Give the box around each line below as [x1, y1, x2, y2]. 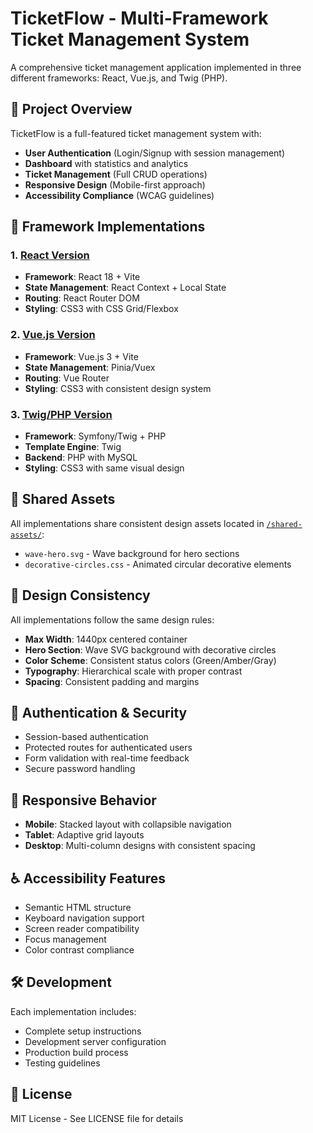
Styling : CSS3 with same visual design [24, 462, 185, 474]
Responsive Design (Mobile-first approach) [24, 178, 206, 191]
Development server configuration [24, 1035, 167, 1047]
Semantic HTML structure [24, 902, 132, 914]
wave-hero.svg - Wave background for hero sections [24, 547, 240, 559]
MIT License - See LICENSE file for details [10, 1112, 184, 1124]
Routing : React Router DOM [24, 292, 140, 304]
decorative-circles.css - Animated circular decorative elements [24, 558, 292, 570]
